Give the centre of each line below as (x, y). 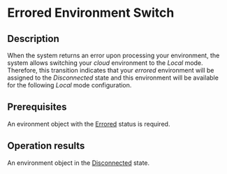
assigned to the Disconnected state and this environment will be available (113, 78)
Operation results (46, 146)
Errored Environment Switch (91, 13)
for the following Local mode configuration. (69, 85)
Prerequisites (37, 107)
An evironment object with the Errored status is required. (89, 124)
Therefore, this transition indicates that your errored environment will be (111, 70)
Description (33, 39)
